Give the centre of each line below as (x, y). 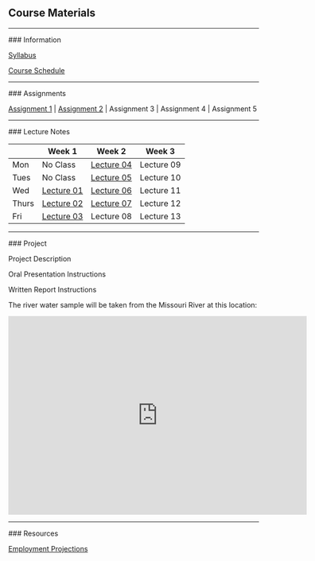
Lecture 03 (62, 216)
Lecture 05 (112, 177)
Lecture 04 (112, 164)
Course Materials (52, 13)
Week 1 (62, 151)
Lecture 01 (62, 190)
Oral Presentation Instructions (57, 274)
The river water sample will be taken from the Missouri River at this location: (133, 304)
